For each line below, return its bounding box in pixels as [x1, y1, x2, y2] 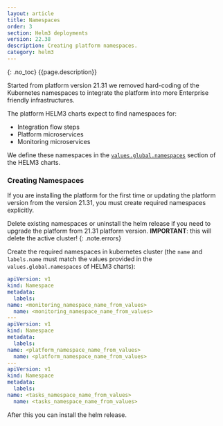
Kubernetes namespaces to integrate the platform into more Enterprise [7, 88, 209, 97]
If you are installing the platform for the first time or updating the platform [7, 191, 216, 199]
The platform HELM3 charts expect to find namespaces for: [7, 109, 177, 118]
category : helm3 [7, 49, 54, 56]
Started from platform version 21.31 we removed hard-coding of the [7, 81, 199, 89]
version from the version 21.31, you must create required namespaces [7, 199, 206, 207]
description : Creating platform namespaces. [7, 42, 138, 49]
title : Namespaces [7, 17, 60, 24]
